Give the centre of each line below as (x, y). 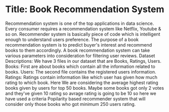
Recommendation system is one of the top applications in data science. (80, 23)
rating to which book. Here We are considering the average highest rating (82, 83)
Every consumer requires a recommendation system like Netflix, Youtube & (83, 28)
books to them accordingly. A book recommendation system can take (78, 50)
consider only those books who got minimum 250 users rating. (71, 104)
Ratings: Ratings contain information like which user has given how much (81, 77)
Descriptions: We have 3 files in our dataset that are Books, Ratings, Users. (83, 61)
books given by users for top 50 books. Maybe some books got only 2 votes (85, 88)
